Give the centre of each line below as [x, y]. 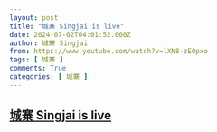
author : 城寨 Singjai [49, 43]
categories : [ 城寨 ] [49, 77]
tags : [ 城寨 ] [37, 60]
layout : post [34, 18]
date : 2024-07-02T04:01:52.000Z [70, 34]
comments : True [38, 69]
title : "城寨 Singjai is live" [67, 26]
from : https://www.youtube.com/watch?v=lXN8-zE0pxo [108, 52]
